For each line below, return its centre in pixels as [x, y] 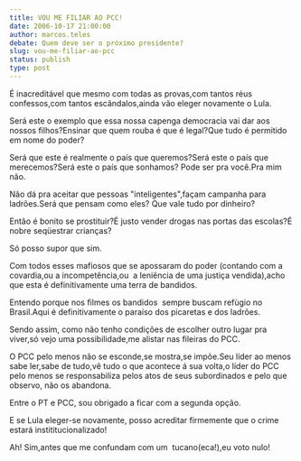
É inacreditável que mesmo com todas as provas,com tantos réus [131, 93]
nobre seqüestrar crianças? [61, 230]
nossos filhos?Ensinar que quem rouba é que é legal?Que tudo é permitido [148, 130]
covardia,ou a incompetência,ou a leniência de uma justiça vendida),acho [147, 275]
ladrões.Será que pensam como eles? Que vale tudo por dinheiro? [132, 203]
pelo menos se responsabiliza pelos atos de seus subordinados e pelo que [148, 375]
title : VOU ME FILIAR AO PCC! [66, 18]
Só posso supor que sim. [56, 248]
